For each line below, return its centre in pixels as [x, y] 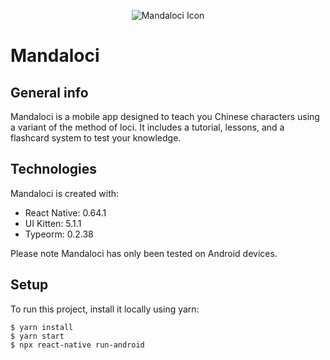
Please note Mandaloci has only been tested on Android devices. [144, 253]
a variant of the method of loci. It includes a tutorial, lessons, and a [147, 127]
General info [49, 92]
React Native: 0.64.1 [65, 212]
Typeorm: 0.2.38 [59, 234]
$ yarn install [42, 327]
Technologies [54, 169]
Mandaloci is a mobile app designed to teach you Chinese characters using [165, 116]
